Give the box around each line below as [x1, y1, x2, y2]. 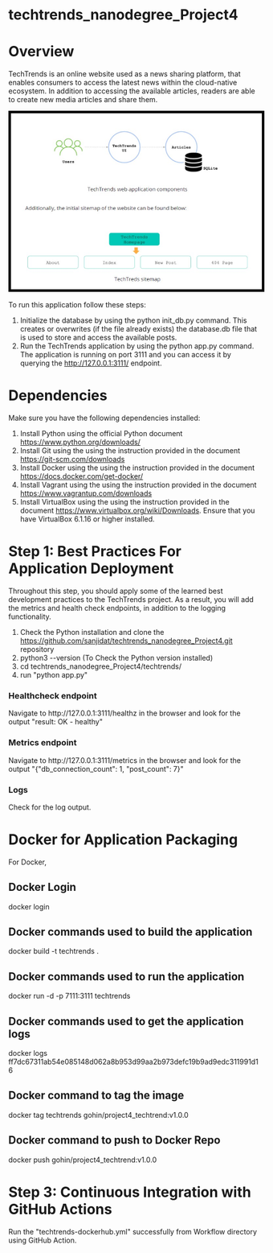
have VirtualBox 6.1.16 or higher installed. [19, 514, 155, 524]
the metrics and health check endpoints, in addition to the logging [8, 604, 226, 612]
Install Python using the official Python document [19, 429, 183, 439]
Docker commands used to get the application [8, 1014, 244, 1028]
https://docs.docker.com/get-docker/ [19, 472, 144, 481]
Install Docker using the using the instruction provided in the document [19, 463, 255, 472]
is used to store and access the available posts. [19, 332, 177, 343]
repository [19, 645, 55, 653]
